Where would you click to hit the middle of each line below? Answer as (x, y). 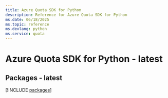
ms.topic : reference (27, 24)
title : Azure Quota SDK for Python (43, 10)
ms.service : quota (25, 34)
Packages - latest (34, 78)
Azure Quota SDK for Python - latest (84, 59)
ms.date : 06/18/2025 (27, 19)
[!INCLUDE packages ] (29, 90)
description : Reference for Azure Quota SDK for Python (66, 15)
